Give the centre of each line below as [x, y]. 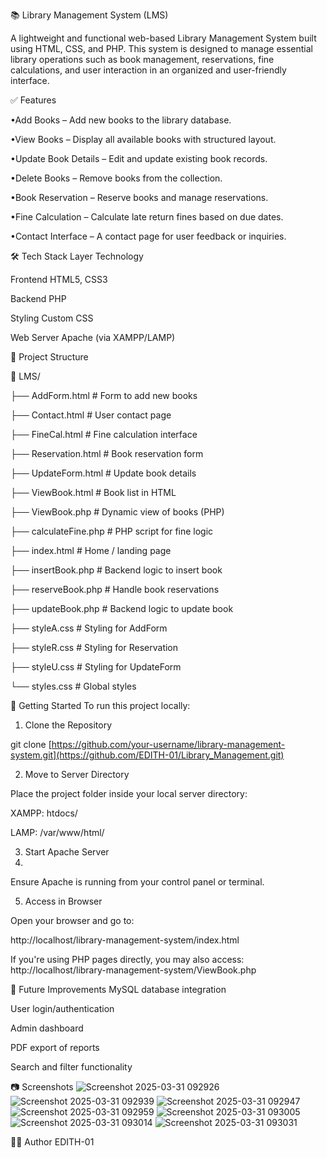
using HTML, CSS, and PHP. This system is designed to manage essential [161, 48]
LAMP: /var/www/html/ [57, 832]
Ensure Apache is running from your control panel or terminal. [137, 882]
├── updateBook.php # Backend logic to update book [122, 608]
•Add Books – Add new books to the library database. [121, 120]
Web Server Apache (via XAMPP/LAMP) [93, 337]
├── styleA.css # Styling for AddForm [89, 628]
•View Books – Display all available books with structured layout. [143, 139]
